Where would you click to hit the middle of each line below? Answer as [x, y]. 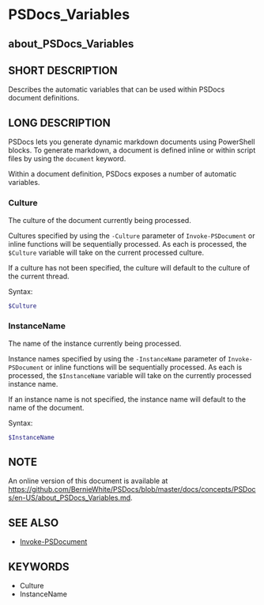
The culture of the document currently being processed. [100, 220]
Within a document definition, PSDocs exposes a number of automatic [123, 174]
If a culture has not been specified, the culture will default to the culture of [129, 267]
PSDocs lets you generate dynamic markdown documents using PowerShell [132, 142]
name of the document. [46, 407]
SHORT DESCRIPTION [63, 70]
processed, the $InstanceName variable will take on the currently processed [130, 375]
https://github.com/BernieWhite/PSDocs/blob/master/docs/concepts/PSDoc [132, 490]
